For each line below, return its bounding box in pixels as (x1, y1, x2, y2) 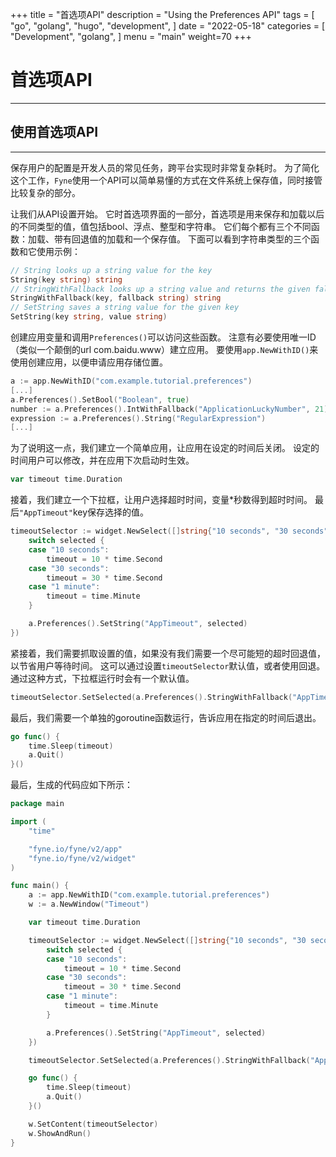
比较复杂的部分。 (10, 186, 81, 198)
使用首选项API (10, 124, 99, 141)
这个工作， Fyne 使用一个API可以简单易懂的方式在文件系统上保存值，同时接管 (10, 174, 323, 186)
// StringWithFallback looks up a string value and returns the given (10, 284, 311, 294)
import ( (10, 817, 47, 827)
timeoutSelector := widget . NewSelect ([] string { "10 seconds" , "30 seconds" (10, 526, 329, 537)
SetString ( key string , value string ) (10, 312, 168, 322)
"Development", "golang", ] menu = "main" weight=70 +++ (10, 31, 252, 42)
